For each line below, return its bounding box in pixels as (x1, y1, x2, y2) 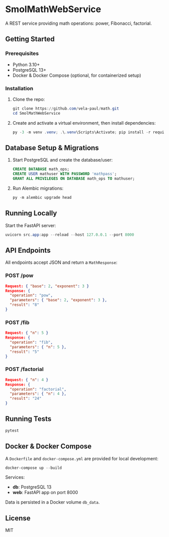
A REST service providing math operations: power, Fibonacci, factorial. (5, 20, 152, 26)
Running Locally (5, 209, 57, 218)
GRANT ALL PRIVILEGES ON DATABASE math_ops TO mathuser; (12, 176, 135, 181)
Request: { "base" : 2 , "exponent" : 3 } (5, 284, 89, 289)
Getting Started (5, 35, 55, 43)
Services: (5, 474, 25, 480)
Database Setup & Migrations (5, 143, 99, 152)
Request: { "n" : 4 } (5, 377, 49, 382)
